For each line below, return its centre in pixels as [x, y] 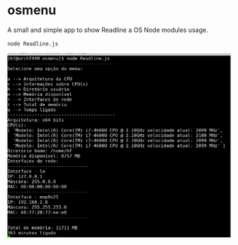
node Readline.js [33, 44]
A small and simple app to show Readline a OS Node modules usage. [108, 30]
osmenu [32, 10]
